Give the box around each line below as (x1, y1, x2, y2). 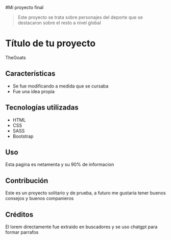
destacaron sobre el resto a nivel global (17, 20, 101, 26)
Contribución (5, 176, 48, 185)
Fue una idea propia (12, 88, 55, 94)
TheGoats (5, 54, 27, 60)
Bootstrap (12, 133, 34, 139)
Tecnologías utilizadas (5, 103, 79, 112)
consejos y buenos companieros (5, 195, 74, 202)
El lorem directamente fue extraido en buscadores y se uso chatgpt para (5, 224, 158, 230)
